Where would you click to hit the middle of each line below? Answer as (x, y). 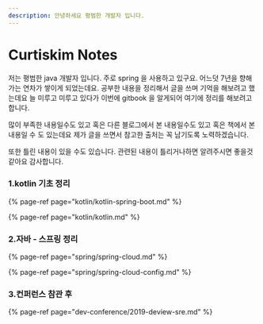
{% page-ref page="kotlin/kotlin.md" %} (74, 217)
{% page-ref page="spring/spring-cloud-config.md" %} (100, 272)
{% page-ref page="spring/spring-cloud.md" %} (88, 257)
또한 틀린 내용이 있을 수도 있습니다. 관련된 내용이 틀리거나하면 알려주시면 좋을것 (131, 151)
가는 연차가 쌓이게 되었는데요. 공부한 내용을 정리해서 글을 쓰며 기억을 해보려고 (128, 87)
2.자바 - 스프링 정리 (43, 239)
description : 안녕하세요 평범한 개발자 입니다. (76, 15)
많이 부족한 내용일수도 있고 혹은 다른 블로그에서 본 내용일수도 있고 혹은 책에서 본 (132, 125)
